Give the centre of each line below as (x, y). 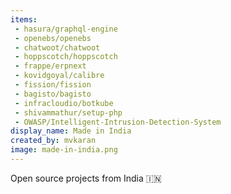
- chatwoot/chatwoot (57, 47)
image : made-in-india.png (64, 150)
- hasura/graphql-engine (66, 29)
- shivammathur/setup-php (68, 112)
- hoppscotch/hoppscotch (66, 57)
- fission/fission (53, 85)
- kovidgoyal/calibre (59, 76)
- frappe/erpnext (50, 66)
